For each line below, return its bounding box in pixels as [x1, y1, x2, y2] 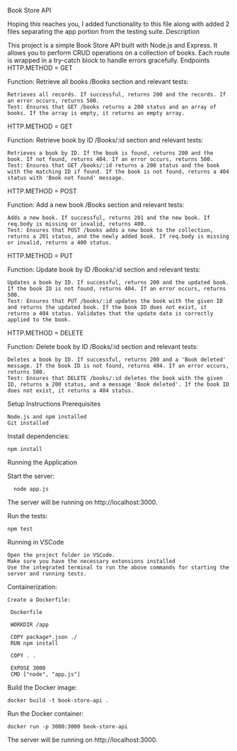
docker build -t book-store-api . [7, 697, 110, 704]
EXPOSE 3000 [10, 664, 46, 672]
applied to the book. [7, 316, 71, 323]
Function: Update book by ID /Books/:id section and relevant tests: [7, 265, 201, 274]
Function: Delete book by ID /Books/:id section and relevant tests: [7, 343, 198, 350]
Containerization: [7, 583, 58, 591]
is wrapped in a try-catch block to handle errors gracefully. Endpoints [7, 56, 210, 65]
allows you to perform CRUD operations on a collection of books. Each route [7, 49, 230, 57]
